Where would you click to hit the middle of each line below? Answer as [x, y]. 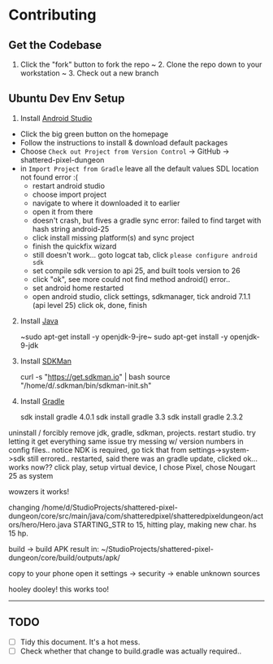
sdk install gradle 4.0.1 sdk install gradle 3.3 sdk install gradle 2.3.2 [132, 417]
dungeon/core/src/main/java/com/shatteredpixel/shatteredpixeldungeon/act [136, 516]
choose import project [69, 194]
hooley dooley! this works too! [59, 589]
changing [24, 507]
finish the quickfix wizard [74, 246]
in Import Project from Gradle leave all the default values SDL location [139, 168]
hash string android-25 [71, 228]
